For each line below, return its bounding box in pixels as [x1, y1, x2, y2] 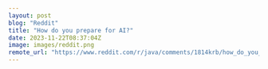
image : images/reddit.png [8, 41, 94, 49]
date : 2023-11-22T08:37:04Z [8, 33, 102, 42]
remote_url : [8, 48, 48, 56]
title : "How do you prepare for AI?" [8, 26, 134, 34]
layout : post [8, 11, 52, 20]
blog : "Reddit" [8, 19, 59, 27]
